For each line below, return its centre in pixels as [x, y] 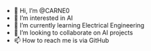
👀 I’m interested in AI [43, 18]
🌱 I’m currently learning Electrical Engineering [79, 25]
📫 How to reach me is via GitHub [61, 40]
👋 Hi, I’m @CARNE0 [42, 11]
